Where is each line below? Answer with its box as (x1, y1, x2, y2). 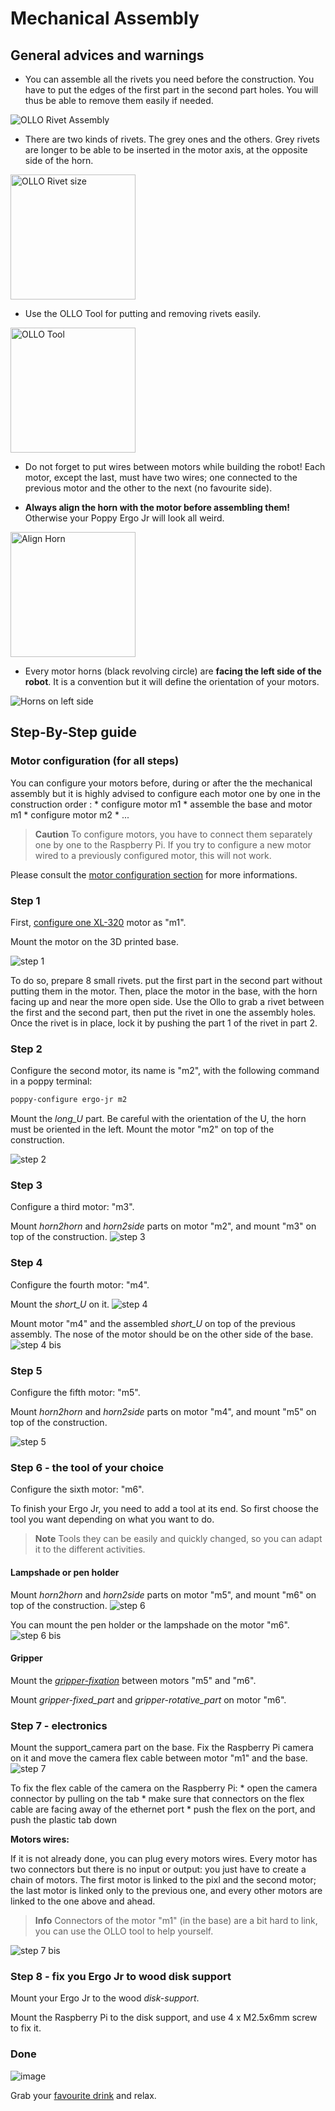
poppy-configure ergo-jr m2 (10, 1095, 128, 1105)
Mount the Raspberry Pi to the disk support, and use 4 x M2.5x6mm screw (10, 2012, 318, 2024)
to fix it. (10, 2022, 42, 2034)
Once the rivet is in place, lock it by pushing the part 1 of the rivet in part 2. (10, 1017, 318, 1029)
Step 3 (10, 1178, 43, 1192)
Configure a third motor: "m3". (10, 1201, 135, 1213)
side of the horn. (24, 155, 94, 166)
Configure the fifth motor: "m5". (10, 1387, 141, 1399)
